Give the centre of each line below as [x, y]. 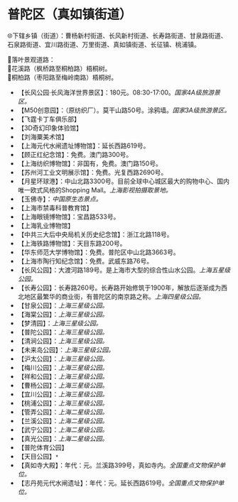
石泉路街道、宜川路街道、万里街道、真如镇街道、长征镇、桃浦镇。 [104, 44]
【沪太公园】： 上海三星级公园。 [63, 359]
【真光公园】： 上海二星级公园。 [63, 438]
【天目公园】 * [38, 456]
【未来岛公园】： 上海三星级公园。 [66, 349]
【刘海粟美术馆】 [43, 136]
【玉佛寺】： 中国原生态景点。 [60, 199]
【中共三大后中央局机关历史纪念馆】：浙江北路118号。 [95, 234]
